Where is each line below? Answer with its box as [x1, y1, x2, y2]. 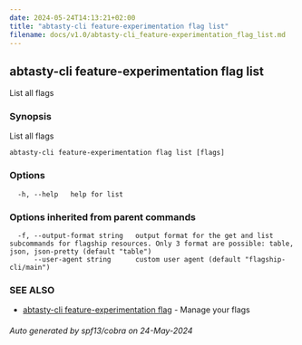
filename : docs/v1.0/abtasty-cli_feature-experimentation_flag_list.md [9, 30, 286, 39]
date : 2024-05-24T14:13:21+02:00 [9, 13, 136, 23]
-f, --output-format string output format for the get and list [17, 232, 274, 241]
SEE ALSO [9, 284, 55, 296]
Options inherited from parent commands [9, 210, 197, 223]
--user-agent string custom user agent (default [33, 255, 242, 264]
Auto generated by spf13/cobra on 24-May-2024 [9, 325, 193, 336]
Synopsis [9, 110, 52, 123]
